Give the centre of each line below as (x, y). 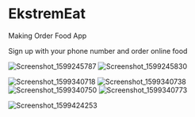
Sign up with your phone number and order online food (98, 51)
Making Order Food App (48, 36)
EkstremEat (47, 14)
